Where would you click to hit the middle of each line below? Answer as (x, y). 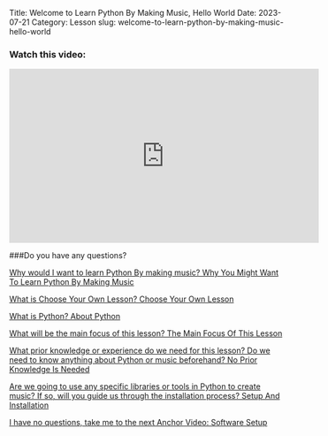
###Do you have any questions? (68, 256)
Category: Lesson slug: (74, 22)
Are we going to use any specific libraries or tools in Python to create (135, 386)
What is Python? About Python (65, 317)
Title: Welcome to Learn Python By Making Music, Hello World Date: (133, 13)
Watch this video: (48, 54)
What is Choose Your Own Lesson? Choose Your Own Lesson (122, 299)
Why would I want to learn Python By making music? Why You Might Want (144, 272)
